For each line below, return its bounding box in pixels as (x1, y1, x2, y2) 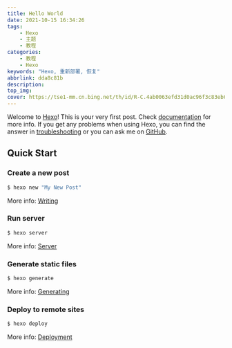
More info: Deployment (7, 333, 72, 341)
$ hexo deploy (7, 320, 48, 327)
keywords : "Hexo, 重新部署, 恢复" (7, 68, 100, 75)
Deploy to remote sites (7, 304, 85, 314)
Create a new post (7, 168, 70, 178)
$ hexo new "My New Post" (7, 184, 81, 191)
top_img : (7, 87, 32, 94)
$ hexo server (7, 229, 48, 236)
